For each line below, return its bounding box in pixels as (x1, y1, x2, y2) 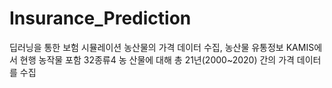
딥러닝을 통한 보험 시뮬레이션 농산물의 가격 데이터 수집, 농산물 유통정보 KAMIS (9, 41, 315, 53)
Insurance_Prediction (9, 7, 192, 30)
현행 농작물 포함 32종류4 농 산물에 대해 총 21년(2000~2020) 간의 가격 (19, 53, 295, 66)
